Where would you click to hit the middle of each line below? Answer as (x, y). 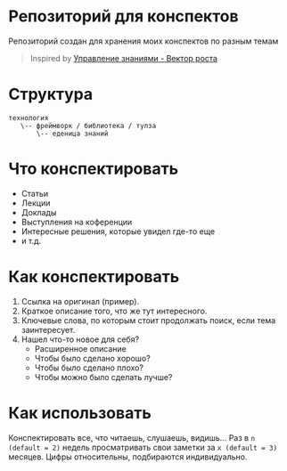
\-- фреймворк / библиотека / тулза (88, 126)
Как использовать (80, 413)
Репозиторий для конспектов (123, 16)
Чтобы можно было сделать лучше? (103, 377)
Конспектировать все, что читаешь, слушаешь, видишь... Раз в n (132, 437)
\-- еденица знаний (72, 134)
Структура (51, 94)
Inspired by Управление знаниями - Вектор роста (123, 58)
